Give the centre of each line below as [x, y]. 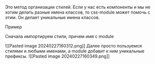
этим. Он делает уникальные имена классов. [53, 17]
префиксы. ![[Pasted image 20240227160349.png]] [57, 56]
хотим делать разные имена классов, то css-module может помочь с [78, 12]
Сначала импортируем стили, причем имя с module [59, 36]
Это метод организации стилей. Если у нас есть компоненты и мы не [78, 7]
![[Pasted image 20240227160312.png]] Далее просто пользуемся [73, 46]
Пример [13, 27]
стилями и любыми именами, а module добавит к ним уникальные [75, 51]
